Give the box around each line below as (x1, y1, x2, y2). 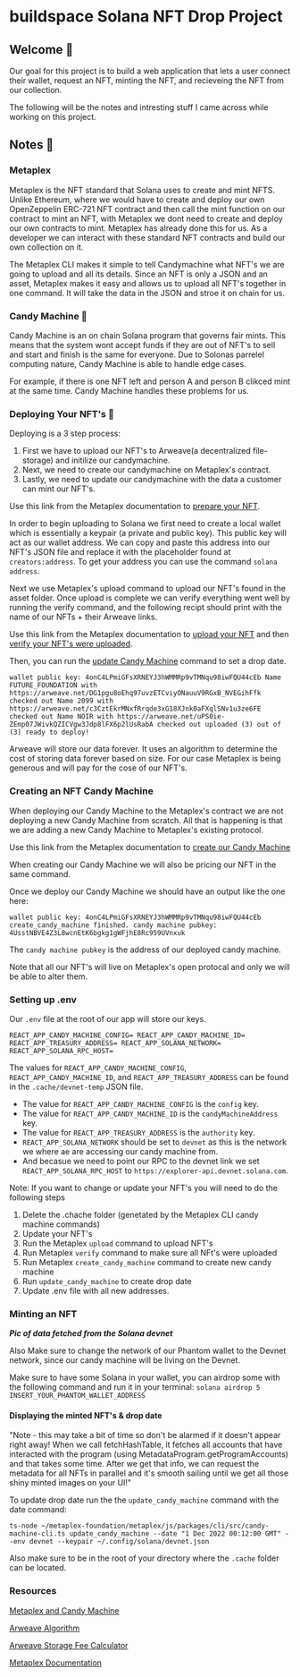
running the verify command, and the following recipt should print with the (9, 602, 283, 613)
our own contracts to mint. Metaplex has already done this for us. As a (9, 222, 268, 234)
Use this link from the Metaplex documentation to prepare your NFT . (9, 501, 261, 512)
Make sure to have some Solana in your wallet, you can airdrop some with (9, 1372, 280, 1383)
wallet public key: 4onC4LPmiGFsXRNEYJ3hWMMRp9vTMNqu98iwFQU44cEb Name (9, 673, 281, 682)
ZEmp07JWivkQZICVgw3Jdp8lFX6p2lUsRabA (9, 720, 154, 729)
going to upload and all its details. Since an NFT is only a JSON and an (9, 268, 268, 279)
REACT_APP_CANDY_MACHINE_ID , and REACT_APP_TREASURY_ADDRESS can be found (9, 1071, 289, 1082)
